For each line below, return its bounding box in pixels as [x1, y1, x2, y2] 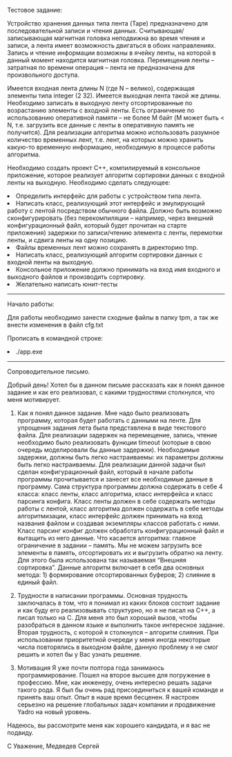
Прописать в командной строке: [7, 334, 104, 342]
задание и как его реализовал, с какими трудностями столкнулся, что [7, 388, 215, 396]
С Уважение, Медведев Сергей [7, 742, 100, 750]
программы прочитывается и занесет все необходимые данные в [17, 475, 213, 483]
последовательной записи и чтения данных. [7, 27, 138, 35]
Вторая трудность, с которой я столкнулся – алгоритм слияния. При [17, 628, 219, 636]
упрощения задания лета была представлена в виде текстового [17, 423, 206, 432]
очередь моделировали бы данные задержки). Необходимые [17, 446, 200, 454]
